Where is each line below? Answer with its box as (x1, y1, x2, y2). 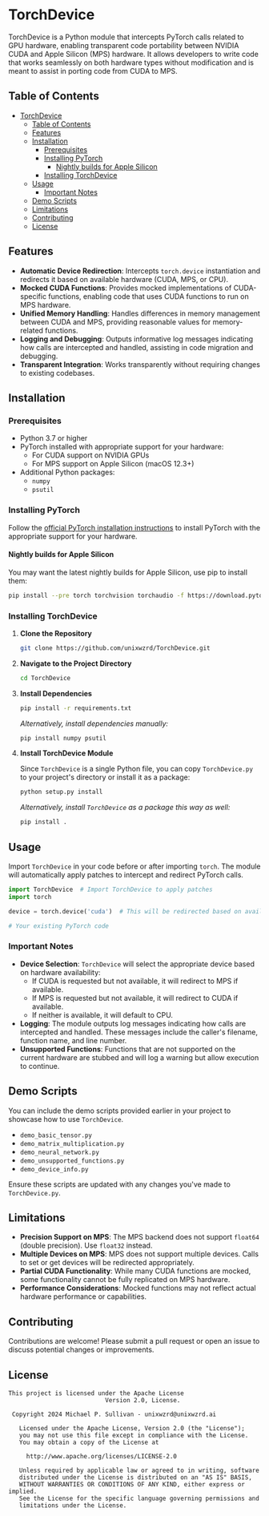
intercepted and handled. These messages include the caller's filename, (19, 1027, 259, 1037)
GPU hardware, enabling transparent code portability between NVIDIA (8, 40, 239, 50)
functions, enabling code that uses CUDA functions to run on (47, 291, 250, 301)
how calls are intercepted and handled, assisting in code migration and (19, 342, 254, 352)
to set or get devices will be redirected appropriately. (19, 1258, 195, 1268)
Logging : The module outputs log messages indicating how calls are (19, 1018, 247, 1028)
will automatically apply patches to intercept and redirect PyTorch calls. (8, 869, 244, 879)
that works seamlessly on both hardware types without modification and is (8, 58, 255, 67)
